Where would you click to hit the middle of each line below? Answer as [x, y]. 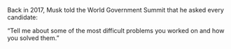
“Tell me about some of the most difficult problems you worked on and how [116, 31]
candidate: [23, 17]
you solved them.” [33, 38]
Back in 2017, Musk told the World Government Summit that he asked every [115, 10]
